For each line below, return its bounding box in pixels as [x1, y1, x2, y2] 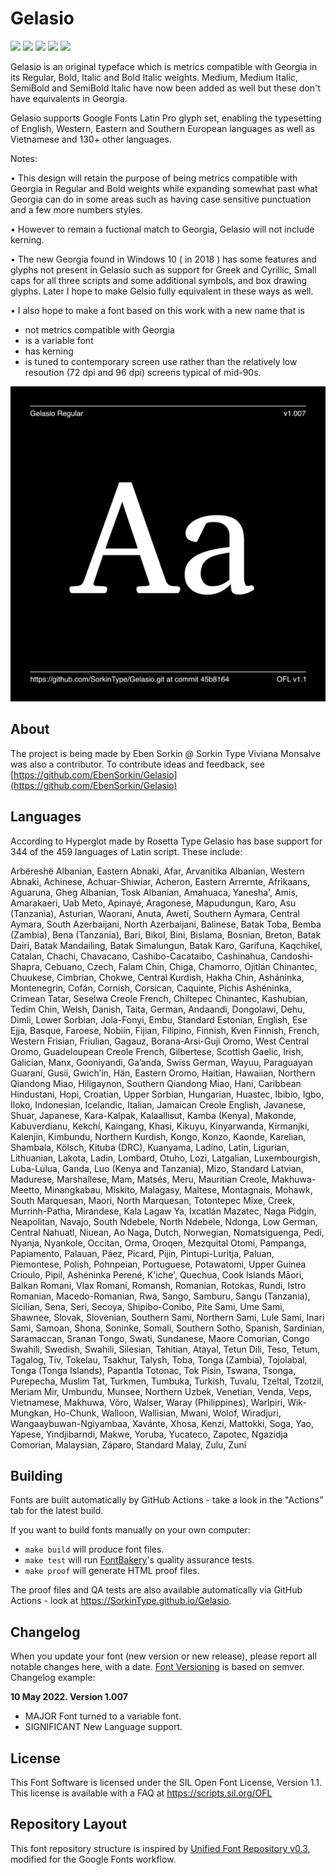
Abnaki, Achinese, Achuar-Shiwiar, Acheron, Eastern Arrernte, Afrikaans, [10, 875, 310, 887]
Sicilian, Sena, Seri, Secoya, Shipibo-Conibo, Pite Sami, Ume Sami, [10, 1300, 285, 1312]
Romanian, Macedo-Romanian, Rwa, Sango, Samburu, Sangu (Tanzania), [10, 1290, 311, 1302]
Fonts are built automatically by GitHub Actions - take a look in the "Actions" [10, 1494, 324, 1506]
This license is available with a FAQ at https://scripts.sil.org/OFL [10, 1787, 273, 1799]
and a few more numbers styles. [10, 203, 143, 216]
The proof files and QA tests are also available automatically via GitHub [10, 1584, 303, 1596]
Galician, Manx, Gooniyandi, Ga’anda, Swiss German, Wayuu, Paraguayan [10, 1056, 313, 1068]
